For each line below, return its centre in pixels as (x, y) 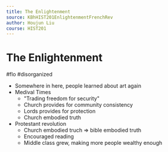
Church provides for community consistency (78, 105)
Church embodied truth (52, 117)
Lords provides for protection (60, 111)
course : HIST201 (26, 28)
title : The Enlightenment (38, 12)
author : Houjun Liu (30, 23)
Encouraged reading (49, 137)
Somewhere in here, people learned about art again (78, 86)
